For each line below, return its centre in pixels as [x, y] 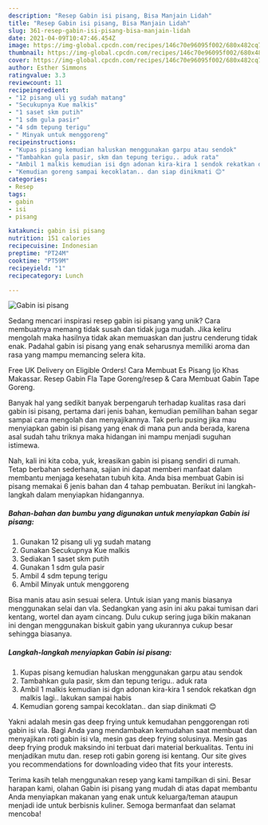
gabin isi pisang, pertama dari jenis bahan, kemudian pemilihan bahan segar [133, 411]
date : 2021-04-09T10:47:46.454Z [62, 38]
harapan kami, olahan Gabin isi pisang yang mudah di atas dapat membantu [133, 788]
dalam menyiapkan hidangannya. [90, 495]
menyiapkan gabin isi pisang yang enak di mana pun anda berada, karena [129, 428]
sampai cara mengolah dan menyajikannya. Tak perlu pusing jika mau [122, 420]
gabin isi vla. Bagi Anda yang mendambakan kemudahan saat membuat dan [133, 731]
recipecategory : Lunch [46, 276]
